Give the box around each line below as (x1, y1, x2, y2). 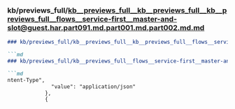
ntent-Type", (7, 76, 45, 83)
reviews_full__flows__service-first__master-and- (7, 14, 177, 24)
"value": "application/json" (51, 83, 136, 90)
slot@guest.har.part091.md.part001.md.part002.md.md (7, 23, 205, 33)
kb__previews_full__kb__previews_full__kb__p (67, 6, 227, 15)
